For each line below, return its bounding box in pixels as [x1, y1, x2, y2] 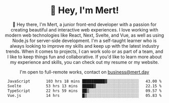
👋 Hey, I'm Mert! [50, 5, 119, 16]
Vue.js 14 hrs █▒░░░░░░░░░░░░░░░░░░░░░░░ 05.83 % [7, 93, 162, 98]
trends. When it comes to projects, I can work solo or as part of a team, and [6, 48, 163, 54]
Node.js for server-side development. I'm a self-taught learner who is [12, 38, 157, 44]
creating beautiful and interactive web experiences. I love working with [11, 26, 158, 32]
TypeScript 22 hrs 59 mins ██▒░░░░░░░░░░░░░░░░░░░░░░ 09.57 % [7, 88, 162, 93]
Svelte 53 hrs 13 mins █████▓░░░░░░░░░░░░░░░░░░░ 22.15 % [7, 83, 162, 88]
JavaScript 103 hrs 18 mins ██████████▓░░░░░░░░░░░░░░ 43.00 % [7, 79, 162, 84]
